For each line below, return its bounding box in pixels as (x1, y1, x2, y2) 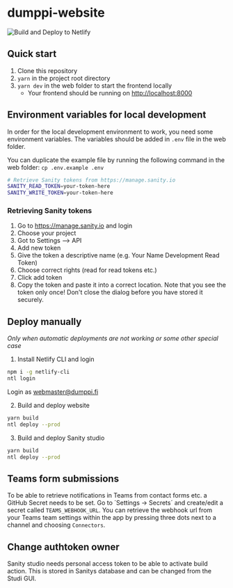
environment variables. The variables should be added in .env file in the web (7, 134, 226, 143)
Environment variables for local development (7, 109, 207, 121)
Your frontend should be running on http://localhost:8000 (27, 88, 193, 97)
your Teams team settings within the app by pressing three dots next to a (7, 514, 217, 522)
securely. (17, 296, 44, 304)
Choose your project (17, 229, 77, 237)
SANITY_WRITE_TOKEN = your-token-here (7, 189, 113, 196)
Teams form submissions (7, 472, 120, 484)
